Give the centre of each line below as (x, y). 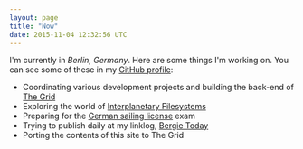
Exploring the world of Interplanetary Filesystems (114, 107)
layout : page (34, 18)
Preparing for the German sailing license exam (109, 116)
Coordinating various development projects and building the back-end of (158, 88)
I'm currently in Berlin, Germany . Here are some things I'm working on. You (149, 61)
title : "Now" (34, 26)
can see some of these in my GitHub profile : (91, 70)
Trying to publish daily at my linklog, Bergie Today (115, 126)
